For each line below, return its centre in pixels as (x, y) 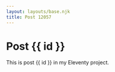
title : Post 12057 (29, 17)
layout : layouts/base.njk (38, 12)
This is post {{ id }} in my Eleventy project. (58, 63)
